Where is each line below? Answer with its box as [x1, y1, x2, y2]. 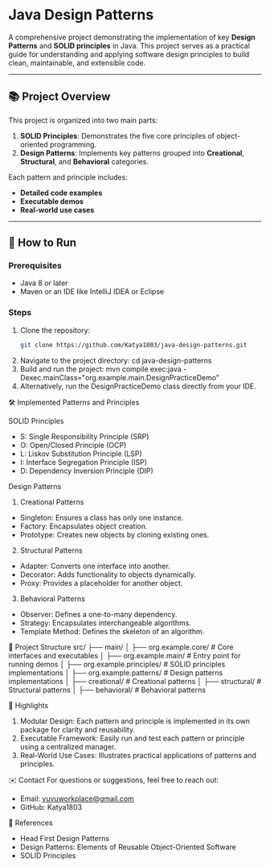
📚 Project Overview [8, 90, 111, 104]
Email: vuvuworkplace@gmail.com [19, 794, 134, 803]
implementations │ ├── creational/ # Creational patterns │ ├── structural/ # [8, 676, 262, 686]
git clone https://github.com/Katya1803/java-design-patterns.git [19, 341, 247, 349]
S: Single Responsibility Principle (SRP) [19, 431, 149, 441]
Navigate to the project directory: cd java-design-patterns [19, 355, 212, 365]
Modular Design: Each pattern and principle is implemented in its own [19, 716, 251, 726]
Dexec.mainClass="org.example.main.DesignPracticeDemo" [19, 372, 219, 382]
